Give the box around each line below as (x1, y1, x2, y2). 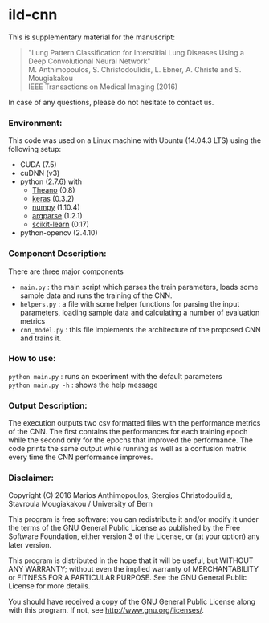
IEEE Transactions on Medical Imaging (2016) (27, 82, 178, 92)
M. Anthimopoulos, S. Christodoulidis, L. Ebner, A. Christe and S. (27, 64, 242, 74)
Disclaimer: (8, 472, 55, 483)
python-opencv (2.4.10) (19, 228, 98, 238)
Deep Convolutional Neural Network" (27, 56, 151, 66)
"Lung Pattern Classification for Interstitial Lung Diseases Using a (27, 47, 245, 57)
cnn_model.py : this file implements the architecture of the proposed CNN (19, 324, 261, 334)
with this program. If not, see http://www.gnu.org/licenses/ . (8, 605, 205, 615)
